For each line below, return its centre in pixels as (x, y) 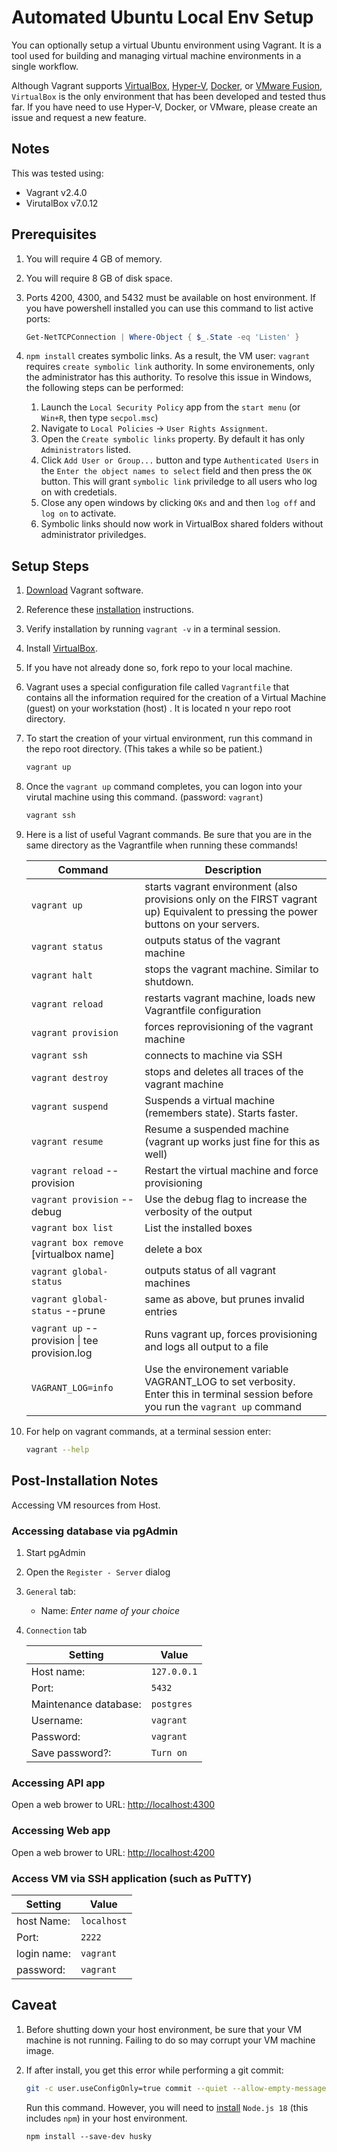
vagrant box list (72, 1227)
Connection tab (56, 1630)
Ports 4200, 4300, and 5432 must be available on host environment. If (170, 297)
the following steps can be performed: (104, 388)
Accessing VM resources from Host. (86, 1505)
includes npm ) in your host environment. (106, 2118)
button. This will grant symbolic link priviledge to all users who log (179, 482)
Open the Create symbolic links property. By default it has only (173, 439)
